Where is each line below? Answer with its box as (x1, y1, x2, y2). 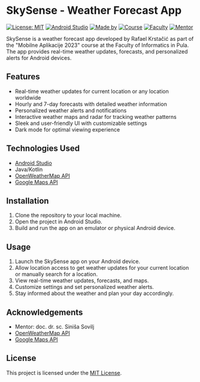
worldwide (14, 94, 41, 101)
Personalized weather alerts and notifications (14, 106, 127, 114)
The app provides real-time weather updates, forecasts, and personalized (6, 47, 188, 55)
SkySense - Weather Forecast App (6, 4, 182, 17)
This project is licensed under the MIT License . (6, 369, 122, 376)
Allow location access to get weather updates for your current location (14, 264, 189, 271)
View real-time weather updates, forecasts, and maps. (14, 277, 149, 284)
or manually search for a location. (14, 271, 98, 278)
